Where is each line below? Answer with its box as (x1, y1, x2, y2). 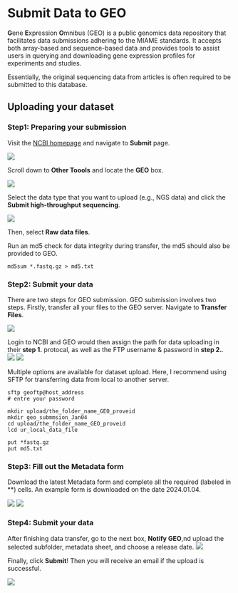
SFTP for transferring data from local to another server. (7, 375, 170, 383)
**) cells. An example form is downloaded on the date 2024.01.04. (7, 485, 202, 494)
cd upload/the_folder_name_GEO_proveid (7, 420, 126, 427)
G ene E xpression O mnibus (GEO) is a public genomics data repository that (7, 29, 227, 37)
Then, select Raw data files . (7, 227, 90, 236)
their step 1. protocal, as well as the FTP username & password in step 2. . (7, 345, 224, 354)
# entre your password (7, 395, 75, 402)
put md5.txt (7, 445, 43, 452)
